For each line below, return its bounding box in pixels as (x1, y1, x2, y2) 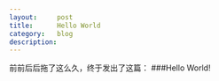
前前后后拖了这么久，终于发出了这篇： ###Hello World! (9, 63, 211, 73)
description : (9, 37, 58, 47)
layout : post (9, 12, 74, 22)
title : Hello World (9, 21, 101, 30)
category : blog (9, 29, 74, 38)
